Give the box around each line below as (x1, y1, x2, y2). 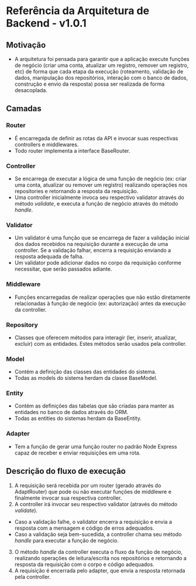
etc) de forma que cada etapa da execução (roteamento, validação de (14, 68, 184, 75)
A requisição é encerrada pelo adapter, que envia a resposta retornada (14, 567, 185, 574)
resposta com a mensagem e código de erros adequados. (14, 524, 154, 531)
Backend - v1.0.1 (6, 16, 87, 30)
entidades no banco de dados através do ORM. (14, 409, 129, 416)
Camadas (6, 104, 42, 114)
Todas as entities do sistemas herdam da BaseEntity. (14, 415, 142, 422)
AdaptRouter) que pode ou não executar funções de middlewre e (14, 488, 171, 495)
